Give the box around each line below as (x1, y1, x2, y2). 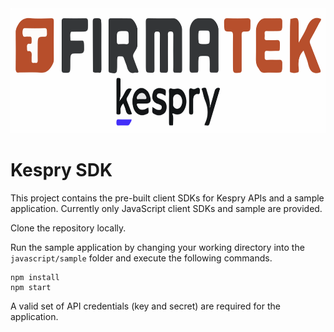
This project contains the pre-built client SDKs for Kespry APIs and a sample (10, 192, 325, 204)
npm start (10, 282, 52, 292)
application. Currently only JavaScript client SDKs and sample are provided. (10, 202, 323, 214)
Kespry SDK (10, 159, 113, 182)
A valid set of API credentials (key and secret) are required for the (10, 300, 281, 312)
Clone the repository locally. (10, 222, 127, 234)
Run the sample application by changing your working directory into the (10, 241, 305, 253)
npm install (10, 272, 60, 282)
